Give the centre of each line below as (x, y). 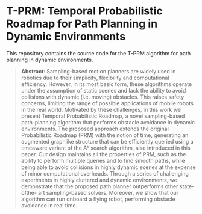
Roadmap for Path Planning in (82, 24)
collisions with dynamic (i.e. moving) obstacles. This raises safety (103, 97)
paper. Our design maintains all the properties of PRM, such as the (103, 154)
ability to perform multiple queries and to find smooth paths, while (103, 160)
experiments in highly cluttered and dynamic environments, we (99, 180)
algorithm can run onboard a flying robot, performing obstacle (98, 199)
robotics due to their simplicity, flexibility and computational (95, 78)
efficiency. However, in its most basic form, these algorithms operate (106, 84)
